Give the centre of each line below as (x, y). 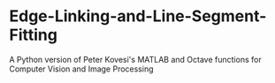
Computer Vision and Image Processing (81, 69)
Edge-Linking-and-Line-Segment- (138, 16)
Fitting (33, 35)
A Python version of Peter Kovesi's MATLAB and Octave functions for (136, 59)
